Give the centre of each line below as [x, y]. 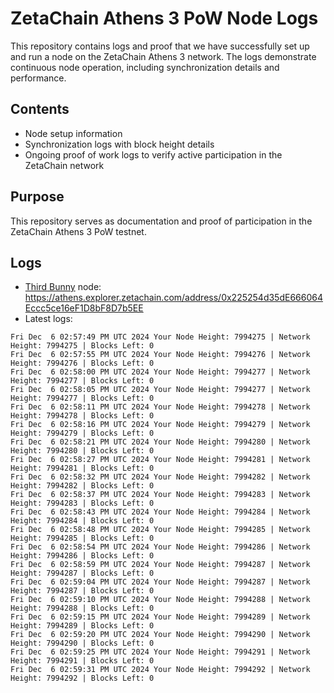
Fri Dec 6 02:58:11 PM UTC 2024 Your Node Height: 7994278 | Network [160, 407]
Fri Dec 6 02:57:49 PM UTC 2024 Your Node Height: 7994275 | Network [160, 337]
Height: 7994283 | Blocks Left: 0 [82, 503]
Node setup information [73, 133]
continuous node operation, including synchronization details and [145, 67]
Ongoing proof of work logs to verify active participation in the [153, 154]
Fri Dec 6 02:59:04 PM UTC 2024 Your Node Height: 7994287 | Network [160, 582]
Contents [40, 109]
